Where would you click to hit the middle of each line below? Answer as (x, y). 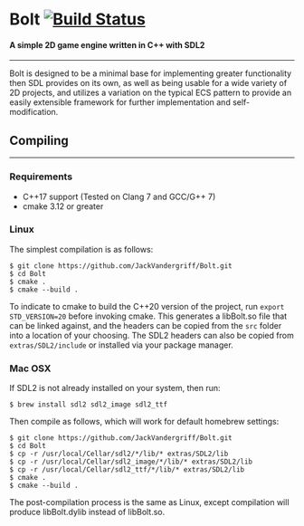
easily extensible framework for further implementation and (120, 102)
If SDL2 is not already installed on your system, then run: (115, 388)
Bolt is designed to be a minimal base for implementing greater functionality (151, 73)
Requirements (41, 177)
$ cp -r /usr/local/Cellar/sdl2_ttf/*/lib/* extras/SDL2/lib (127, 470)
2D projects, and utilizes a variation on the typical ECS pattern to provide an (151, 93)
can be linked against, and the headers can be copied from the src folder (146, 325)
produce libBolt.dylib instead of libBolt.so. (87, 512)
